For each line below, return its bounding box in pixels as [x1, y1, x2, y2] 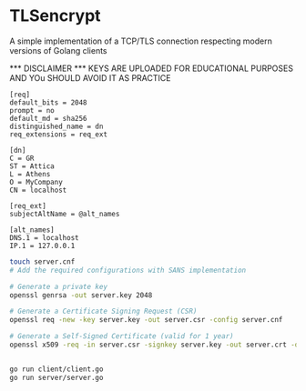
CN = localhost [9, 185, 67, 195]
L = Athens [9, 169, 51, 178]
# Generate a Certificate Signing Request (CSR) [9, 306, 198, 316]
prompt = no [9, 105, 55, 115]
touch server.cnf [9, 256, 76, 266]
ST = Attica [9, 161, 55, 171]
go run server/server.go [9, 373, 104, 382]
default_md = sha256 [9, 114, 88, 123]
